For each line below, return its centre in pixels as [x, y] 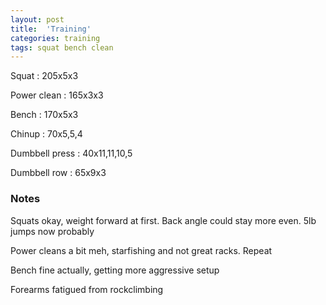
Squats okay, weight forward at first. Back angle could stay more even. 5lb [163, 220]
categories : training [55, 38]
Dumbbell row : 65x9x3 [58, 173]
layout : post [37, 19]
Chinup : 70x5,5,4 [46, 134]
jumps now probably [52, 231]
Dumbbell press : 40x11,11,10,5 [71, 153]
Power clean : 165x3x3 [57, 95]
